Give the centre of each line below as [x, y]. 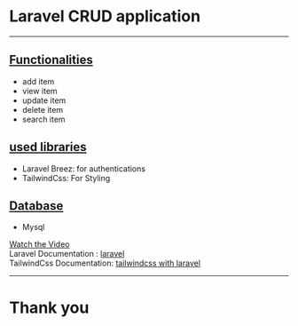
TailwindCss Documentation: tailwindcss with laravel [105, 263]
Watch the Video [39, 244]
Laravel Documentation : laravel [67, 254]
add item [38, 81]
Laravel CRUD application [105, 16]
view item [39, 91]
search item [43, 119]
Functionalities [51, 60]
